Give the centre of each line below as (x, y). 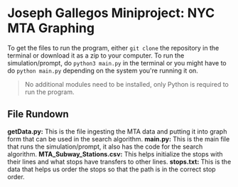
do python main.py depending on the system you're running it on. (103, 70)
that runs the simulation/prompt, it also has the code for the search (105, 146)
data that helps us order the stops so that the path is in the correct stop (112, 169)
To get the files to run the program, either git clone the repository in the (113, 48)
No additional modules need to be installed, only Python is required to (127, 84)
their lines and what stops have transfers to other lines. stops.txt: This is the (119, 161)
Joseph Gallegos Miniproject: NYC (111, 13)
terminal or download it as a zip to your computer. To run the (96, 55)
